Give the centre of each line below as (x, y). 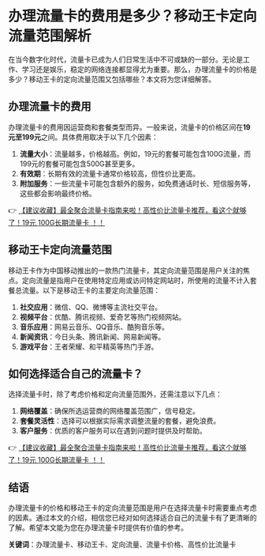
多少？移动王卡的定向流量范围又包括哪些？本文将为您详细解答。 (112, 79)
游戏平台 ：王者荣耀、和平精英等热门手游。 (89, 346)
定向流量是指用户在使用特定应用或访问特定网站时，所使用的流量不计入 (136, 280)
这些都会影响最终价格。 (58, 193)
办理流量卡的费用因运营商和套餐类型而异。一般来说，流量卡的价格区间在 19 (129, 127)
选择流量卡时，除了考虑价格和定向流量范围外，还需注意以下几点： (115, 394)
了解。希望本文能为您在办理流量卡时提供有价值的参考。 (98, 528)
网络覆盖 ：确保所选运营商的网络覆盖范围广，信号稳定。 (109, 411)
